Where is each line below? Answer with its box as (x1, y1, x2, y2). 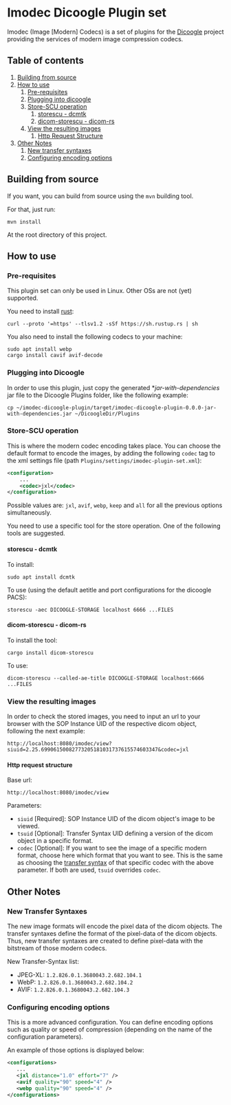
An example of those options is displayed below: (7, 1046, 144, 1054)
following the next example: (7, 727, 86, 736)
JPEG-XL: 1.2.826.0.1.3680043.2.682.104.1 (16, 970, 142, 978)
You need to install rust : (7, 308, 74, 316)
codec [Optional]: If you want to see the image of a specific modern (16, 844, 208, 852)
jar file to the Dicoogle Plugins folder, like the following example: (7, 391, 189, 399)
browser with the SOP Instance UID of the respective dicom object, (7, 720, 197, 728)
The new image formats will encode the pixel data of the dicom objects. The (7, 922, 223, 930)
